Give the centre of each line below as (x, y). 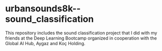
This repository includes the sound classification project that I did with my (81, 33)
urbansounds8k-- (43, 9)
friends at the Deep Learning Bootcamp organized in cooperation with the (81, 38)
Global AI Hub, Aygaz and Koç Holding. (45, 43)
